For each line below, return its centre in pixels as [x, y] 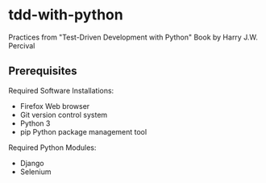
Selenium [35, 172]
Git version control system [64, 114]
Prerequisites [43, 71]
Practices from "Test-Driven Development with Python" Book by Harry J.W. [133, 37]
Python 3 [35, 123]
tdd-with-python [66, 15]
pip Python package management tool [83, 131]
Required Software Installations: [61, 90]
